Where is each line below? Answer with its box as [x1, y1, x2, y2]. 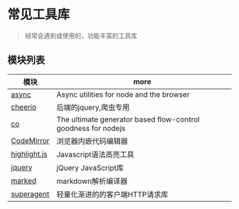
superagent [11, 189, 50, 199]
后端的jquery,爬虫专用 [56, 102, 130, 112]
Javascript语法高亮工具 [56, 149, 134, 159]
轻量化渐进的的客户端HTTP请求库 [56, 189, 169, 199]
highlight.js [11, 149, 48, 159]
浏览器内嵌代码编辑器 [56, 136, 128, 146]
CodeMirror [11, 136, 50, 146]
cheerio [11, 102, 37, 112]
